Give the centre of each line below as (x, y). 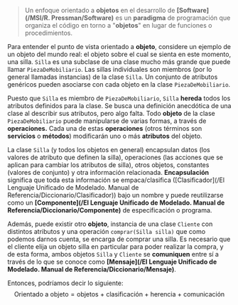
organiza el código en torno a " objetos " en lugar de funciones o (118, 25)
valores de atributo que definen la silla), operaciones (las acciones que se (115, 157)
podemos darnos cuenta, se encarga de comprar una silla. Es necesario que (119, 239)
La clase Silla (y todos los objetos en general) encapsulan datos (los (109, 150)
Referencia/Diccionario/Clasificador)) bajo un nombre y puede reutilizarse (115, 195)
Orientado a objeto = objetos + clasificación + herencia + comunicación (119, 294)
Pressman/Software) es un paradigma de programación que (141, 18)
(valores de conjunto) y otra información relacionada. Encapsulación (108, 172)
